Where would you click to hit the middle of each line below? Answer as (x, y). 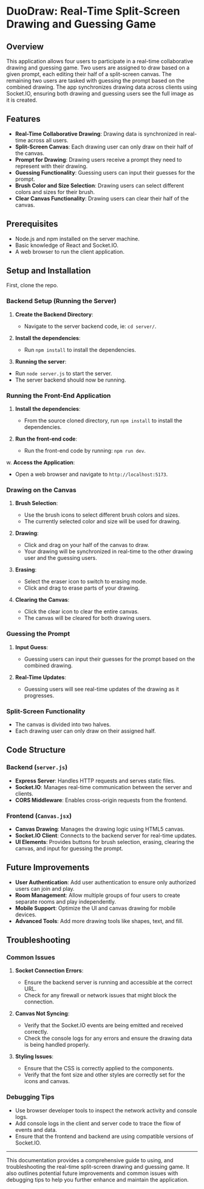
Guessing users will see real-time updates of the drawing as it (101, 689)
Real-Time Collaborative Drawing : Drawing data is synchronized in (99, 134)
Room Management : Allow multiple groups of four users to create (97, 895)
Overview (25, 47)
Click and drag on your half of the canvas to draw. (87, 545)
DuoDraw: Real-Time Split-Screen (93, 11)
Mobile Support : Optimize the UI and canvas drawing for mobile (95, 908)
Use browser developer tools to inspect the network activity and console (106, 1110)
